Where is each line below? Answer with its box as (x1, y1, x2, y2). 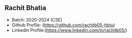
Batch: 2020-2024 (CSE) (11, 17, 63, 22)
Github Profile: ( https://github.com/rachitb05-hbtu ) (11, 22, 115, 28)
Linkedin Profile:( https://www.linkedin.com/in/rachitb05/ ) (11, 27, 128, 33)
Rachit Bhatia (4, 4, 46, 12)
